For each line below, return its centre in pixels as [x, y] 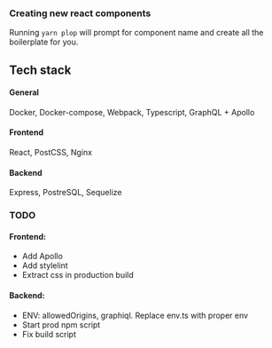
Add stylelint [45, 265]
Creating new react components [80, 13]
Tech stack [40, 70]
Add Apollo [43, 257]
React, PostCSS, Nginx [51, 153]
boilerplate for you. [44, 42]
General [24, 92]
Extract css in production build [78, 275]
